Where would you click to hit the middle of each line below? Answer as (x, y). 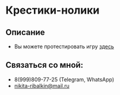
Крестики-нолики (53, 10)
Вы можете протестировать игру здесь (64, 46)
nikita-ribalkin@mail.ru (42, 85)
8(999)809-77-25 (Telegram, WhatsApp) (64, 79)
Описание (25, 32)
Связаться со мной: (45, 65)
